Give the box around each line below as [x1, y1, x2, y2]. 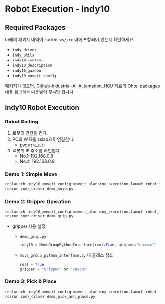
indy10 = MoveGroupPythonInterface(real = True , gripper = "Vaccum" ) [19, 243, 156, 247]
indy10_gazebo [12, 68, 41, 73]
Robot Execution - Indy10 [5, 3, 110, 15]
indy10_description [12, 63, 53, 68]
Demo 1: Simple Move [5, 171, 57, 178]
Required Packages [5, 23, 66, 31]
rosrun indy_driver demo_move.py [5, 186, 74, 191]
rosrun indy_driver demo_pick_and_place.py [5, 294, 96, 299]
